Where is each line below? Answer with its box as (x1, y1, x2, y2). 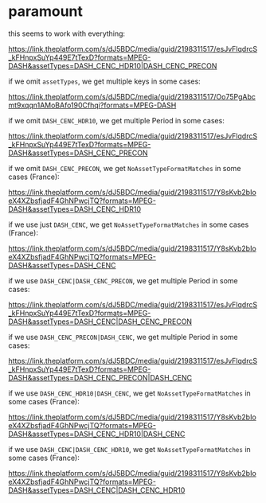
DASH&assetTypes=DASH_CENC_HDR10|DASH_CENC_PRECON (8, 60, 217, 70)
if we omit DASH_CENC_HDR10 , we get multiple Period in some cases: (8, 115, 225, 125)
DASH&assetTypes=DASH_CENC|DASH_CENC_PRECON (8, 317, 193, 326)
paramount (8, 2, 84, 21)
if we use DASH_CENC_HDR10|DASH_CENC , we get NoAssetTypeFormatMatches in (8, 388, 251, 398)
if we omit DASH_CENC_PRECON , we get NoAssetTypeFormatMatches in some (8, 163, 241, 173)
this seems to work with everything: (8, 29, 126, 38)
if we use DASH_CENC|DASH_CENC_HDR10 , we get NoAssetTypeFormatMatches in (8, 444, 251, 454)
